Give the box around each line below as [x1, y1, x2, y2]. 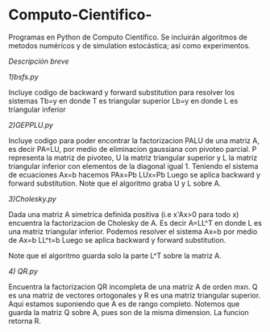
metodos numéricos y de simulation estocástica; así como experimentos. [8, 40, 251, 50]
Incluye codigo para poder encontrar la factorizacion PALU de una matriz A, [8, 135, 260, 146]
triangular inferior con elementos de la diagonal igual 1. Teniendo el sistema [8, 161, 259, 170]
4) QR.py [8, 266, 39, 276]
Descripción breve [8, 56, 70, 66]
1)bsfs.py [8, 72, 39, 81]
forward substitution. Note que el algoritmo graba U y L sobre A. [8, 178, 222, 188]
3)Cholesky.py [8, 194, 56, 203]
